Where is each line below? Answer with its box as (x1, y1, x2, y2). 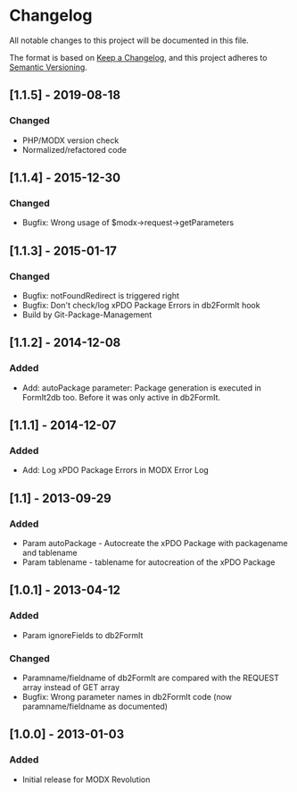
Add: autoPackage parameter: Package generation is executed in (21, 382, 261, 393)
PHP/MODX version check (21, 135, 120, 146)
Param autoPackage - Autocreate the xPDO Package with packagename (21, 538, 288, 549)
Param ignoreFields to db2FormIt (21, 629, 144, 640)
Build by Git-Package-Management (21, 309, 153, 320)
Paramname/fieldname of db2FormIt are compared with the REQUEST (21, 672, 279, 684)
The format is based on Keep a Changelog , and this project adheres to (9, 52, 268, 63)
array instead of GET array (21, 682, 120, 693)
